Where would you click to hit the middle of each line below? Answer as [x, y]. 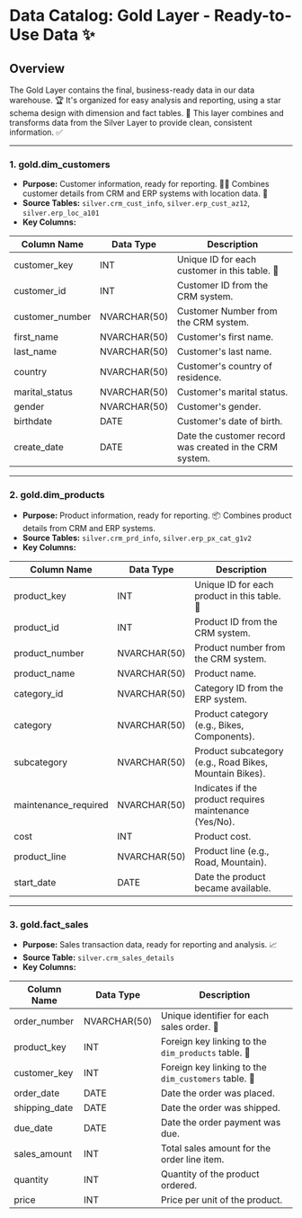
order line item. [192, 1159]
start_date [35, 882]
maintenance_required [62, 805]
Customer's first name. [225, 337]
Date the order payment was [221, 1122]
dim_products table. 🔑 [205, 1053]
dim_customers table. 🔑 [208, 1078]
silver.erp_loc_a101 [61, 213]
